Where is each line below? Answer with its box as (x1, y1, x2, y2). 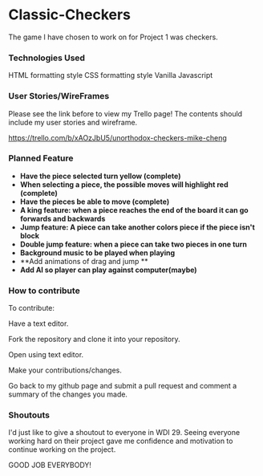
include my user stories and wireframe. (8, 117, 138, 127)
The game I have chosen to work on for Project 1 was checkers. (8, 32, 218, 42)
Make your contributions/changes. (8, 365, 122, 375)
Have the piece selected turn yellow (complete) (19, 171, 181, 181)
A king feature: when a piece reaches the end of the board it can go (19, 205, 249, 214)
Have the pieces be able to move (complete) (19, 197, 170, 206)
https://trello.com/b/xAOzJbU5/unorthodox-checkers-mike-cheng (8, 132, 227, 142)
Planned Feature (8, 153, 74, 164)
